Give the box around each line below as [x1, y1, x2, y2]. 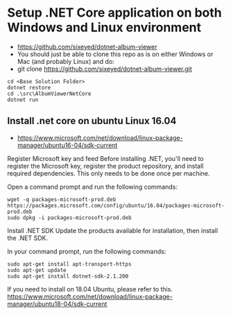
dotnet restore [7, 84, 51, 91]
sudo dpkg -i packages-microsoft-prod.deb [7, 214, 132, 221]
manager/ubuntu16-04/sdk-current [17, 141, 118, 149]
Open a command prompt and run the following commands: [7, 182, 178, 191]
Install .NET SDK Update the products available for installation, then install [7, 226, 219, 235]
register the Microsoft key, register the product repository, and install [7, 162, 204, 170]
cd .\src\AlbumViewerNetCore [7, 90, 92, 97]
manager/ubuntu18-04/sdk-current [7, 300, 108, 308]
